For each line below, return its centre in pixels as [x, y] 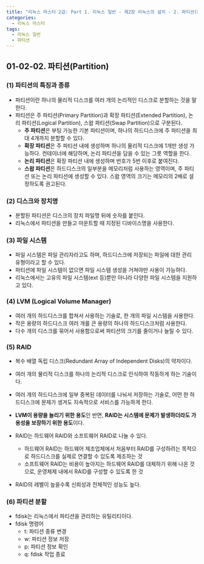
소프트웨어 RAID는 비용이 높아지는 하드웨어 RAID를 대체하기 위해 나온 [106, 463]
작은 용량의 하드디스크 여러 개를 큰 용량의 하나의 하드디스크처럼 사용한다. [101, 323]
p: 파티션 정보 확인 [46, 547]
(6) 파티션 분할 [26, 502]
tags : [13, 29]
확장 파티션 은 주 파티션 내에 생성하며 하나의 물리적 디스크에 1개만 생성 [106, 145]
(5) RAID [19, 347]
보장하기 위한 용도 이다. [58, 423]
